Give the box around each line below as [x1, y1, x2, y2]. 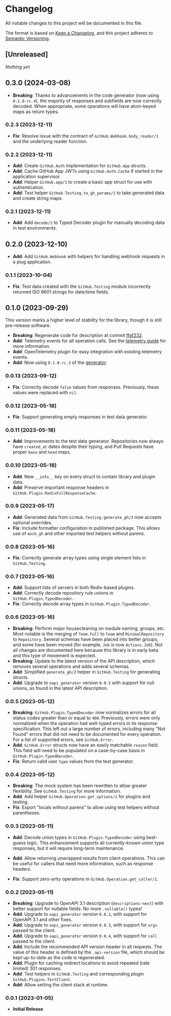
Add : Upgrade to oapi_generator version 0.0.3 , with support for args [12, 921, 157, 928]
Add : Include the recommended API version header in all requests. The [12, 943, 162, 950]
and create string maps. [12, 195, 63, 201]
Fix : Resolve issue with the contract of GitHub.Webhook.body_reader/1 [12, 132, 159, 139]
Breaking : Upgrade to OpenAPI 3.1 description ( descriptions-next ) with [12, 900, 164, 906]
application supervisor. [12, 173, 61, 179]
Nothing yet [5, 63, 30, 70]
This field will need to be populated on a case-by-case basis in [12, 748, 145, 754]
